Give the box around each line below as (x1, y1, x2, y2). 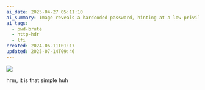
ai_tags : (6, 20, 29, 26)
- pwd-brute (12, 26, 43, 32)
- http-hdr (12, 32, 40, 38)
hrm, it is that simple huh (6, 77, 68, 84)
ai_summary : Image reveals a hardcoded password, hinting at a (6, 15, 171, 21)
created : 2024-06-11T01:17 (6, 43, 75, 49)
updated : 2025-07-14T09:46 (6, 49, 75, 55)
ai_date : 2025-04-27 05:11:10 (6, 9, 84, 15)
